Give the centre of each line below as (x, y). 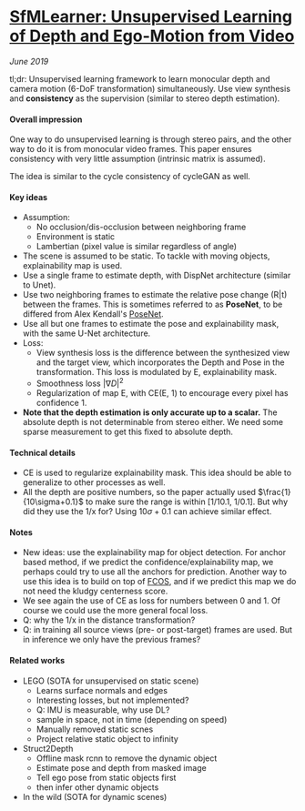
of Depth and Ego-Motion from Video (152, 36)
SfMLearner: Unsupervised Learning (151, 17)
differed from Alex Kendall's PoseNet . (93, 314)
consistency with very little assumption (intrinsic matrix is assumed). (137, 159)
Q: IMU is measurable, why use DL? (103, 710)
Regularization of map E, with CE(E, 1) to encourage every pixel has (162, 393)
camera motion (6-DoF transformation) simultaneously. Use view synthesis (150, 88)
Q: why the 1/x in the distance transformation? (109, 620)
